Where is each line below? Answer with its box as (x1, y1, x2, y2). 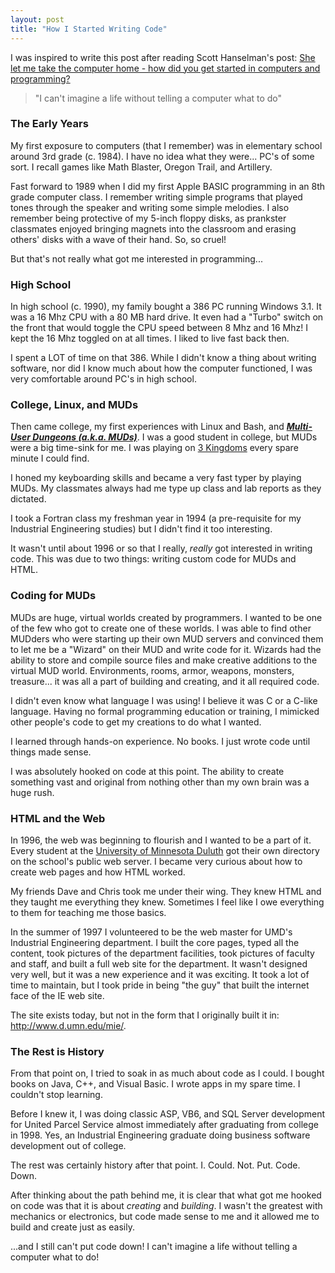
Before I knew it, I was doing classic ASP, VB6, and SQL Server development (10, 1108, 326, 1120)
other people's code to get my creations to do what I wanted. (10, 716, 262, 728)
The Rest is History (10, 1044, 105, 1058)
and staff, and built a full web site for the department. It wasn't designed (10, 957, 308, 970)
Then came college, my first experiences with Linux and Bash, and (10, 421, 285, 433)
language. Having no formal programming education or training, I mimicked (10, 705, 320, 717)
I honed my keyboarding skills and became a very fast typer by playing (10, 472, 302, 484)
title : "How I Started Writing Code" (10, 24, 168, 34)
